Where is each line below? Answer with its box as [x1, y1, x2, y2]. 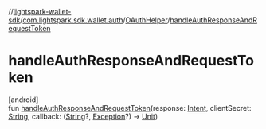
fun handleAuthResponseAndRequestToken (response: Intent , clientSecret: [8, 103, 252, 112]
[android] [8, 95, 39, 104]
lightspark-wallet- [13, 7, 72, 16]
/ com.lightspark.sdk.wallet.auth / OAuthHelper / [19, 15, 170, 25]
